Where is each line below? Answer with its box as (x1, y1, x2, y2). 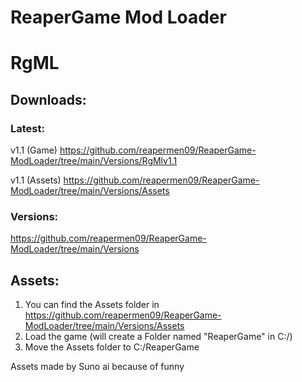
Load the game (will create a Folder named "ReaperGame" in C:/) (24, 331, 293, 343)
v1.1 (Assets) (10, 174, 62, 186)
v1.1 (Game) (10, 144, 58, 156)
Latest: (10, 121, 45, 135)
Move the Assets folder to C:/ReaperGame (24, 341, 200, 353)
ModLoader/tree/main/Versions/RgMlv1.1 (10, 155, 178, 167)
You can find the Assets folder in (24, 299, 160, 311)
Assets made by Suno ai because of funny (10, 361, 185, 373)
